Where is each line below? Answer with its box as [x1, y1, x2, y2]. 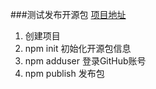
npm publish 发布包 [24, 68, 105, 79]
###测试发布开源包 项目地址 [10, 9, 127, 20]
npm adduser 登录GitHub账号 [24, 55, 147, 67]
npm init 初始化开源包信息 [24, 43, 132, 54]
